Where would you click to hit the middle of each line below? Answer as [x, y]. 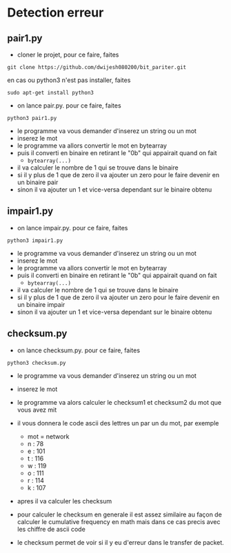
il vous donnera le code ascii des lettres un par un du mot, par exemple [118, 423]
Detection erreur [56, 13]
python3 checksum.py [37, 363]
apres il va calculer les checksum [64, 501]
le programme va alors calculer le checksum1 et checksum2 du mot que [119, 402]
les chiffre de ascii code [51, 529]
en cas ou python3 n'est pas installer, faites [69, 80]
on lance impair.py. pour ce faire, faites [72, 228]
